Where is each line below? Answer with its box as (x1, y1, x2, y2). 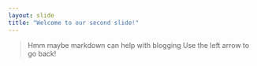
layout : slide (8, 11, 55, 20)
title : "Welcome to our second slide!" (8, 19, 140, 27)
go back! (27, 49, 57, 58)
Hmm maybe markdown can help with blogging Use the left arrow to (27, 40, 250, 49)
